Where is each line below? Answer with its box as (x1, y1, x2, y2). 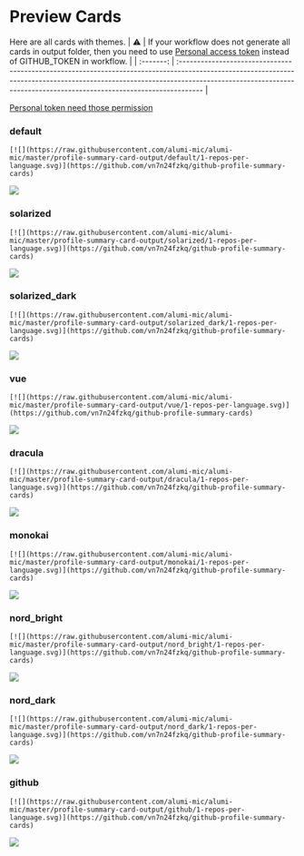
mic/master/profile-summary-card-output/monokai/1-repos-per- (9, 557, 250, 566)
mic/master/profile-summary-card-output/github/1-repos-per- (9, 805, 246, 814)
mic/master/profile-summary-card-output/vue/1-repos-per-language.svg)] (9, 401, 290, 410)
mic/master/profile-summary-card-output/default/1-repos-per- (9, 153, 250, 162)
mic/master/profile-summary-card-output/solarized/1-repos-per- (9, 236, 258, 245)
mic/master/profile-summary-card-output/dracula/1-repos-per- (9, 475, 250, 485)
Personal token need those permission (9, 102, 153, 113)
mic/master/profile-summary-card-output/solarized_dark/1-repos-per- (9, 318, 279, 328)
